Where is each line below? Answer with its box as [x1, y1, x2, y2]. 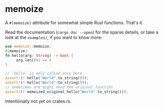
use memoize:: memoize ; [5, 44, 52, 49]
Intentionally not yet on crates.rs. [5, 98, 72, 104]
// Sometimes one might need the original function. [5, 84, 115, 89]
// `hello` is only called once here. [5, 71, 84, 76]
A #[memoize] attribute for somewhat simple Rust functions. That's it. [5, 20, 144, 26]
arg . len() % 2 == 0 [16, 57, 52, 62]
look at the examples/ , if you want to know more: [5, 34, 103, 40]
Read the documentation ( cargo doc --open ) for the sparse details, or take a [5, 29, 159, 35]
